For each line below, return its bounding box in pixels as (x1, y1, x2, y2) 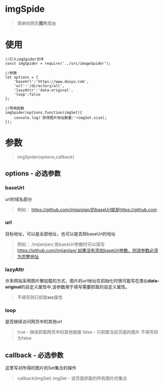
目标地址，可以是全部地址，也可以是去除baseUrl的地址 (5, 231, 116, 236)
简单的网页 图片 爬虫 (17, 20, 56, 26)
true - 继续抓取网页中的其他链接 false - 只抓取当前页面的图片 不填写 (17, 329, 154, 335)
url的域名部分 (5, 196, 32, 202)
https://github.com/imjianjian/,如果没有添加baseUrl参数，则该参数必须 (17, 247, 159, 253)
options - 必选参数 (5, 169, 61, 178)
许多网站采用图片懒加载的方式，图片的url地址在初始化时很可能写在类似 (5, 278, 148, 284)
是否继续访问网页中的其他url (5, 319, 62, 325)
